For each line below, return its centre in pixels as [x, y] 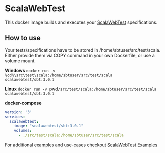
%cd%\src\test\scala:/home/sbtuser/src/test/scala [59, 75]
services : [15, 117]
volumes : [23, 131]
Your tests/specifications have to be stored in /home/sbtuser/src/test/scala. [83, 50]
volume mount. [20, 61]
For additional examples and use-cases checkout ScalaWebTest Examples [81, 145]
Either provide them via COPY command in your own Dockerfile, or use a [80, 55]
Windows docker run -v [30, 70]
